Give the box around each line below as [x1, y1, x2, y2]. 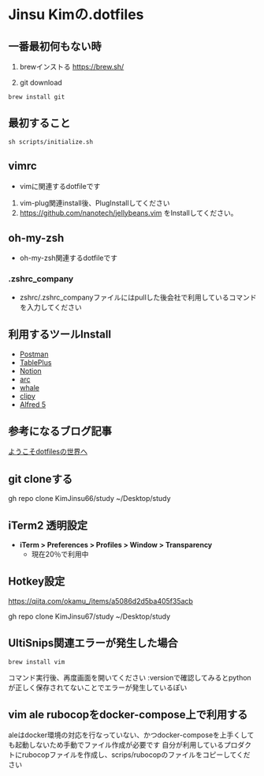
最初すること [8, 116, 71, 130]
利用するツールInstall [8, 328, 112, 341]
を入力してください [19, 302, 82, 311]
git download [19, 78, 63, 87]
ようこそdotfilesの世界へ [8, 446, 88, 457]
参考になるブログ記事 [8, 424, 112, 438]
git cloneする [8, 472, 73, 485]
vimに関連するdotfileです [19, 181, 101, 190]
